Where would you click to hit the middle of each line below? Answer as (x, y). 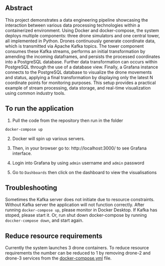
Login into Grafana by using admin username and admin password (78, 163)
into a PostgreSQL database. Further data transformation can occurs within (81, 61)
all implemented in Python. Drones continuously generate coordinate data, (81, 41)
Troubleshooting (31, 188)
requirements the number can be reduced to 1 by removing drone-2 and (78, 253)
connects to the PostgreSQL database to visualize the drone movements (78, 72)
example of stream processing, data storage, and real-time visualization (78, 88)
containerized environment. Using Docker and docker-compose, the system (82, 30)
